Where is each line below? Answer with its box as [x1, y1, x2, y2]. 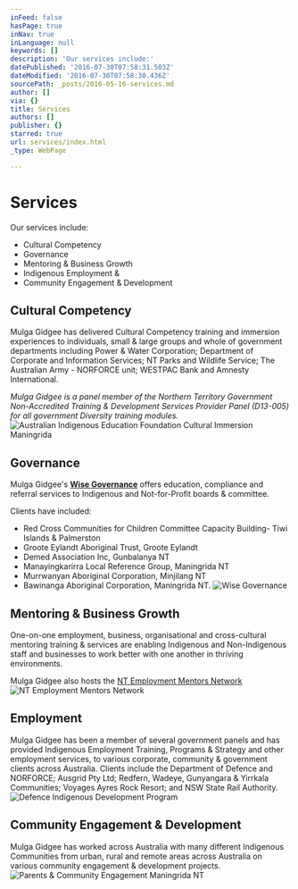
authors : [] [10, 113, 54, 122]
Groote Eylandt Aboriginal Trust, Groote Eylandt [22, 542, 199, 553]
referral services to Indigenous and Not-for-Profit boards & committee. [10, 489, 270, 499]
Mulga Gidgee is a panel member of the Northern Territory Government [10, 391, 273, 402]
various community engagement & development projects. [10, 860, 221, 871]
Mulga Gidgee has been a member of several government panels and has [10, 734, 280, 745]
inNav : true [10, 29, 54, 38]
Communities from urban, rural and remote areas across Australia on [10, 851, 262, 861]
